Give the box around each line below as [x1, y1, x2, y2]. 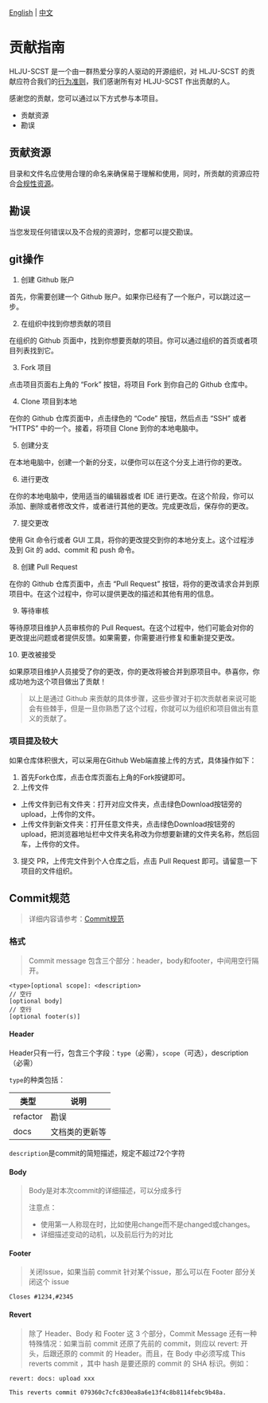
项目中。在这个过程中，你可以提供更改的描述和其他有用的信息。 [9, 589, 218, 599]
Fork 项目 [20, 363, 52, 372]
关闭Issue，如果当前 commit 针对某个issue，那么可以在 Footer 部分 [28, 1267, 250, 1277]
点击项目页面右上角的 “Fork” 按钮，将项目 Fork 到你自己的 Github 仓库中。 [9, 380, 253, 389]
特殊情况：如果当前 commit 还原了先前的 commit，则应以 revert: [28, 1338, 239, 1348]
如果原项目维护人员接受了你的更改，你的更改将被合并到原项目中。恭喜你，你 [9, 667, 260, 676]
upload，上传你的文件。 [20, 809, 100, 818]
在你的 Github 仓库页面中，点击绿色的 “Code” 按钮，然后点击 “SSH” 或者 [9, 414, 247, 424]
